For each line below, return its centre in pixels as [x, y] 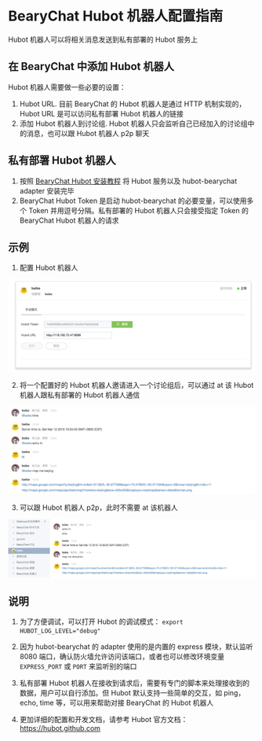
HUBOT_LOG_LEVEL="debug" [60, 631]
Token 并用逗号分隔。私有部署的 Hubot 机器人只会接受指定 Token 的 [138, 210]
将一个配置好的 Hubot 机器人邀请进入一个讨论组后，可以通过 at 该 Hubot [136, 385]
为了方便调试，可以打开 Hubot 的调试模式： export [101, 621]
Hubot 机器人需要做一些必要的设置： [67, 87]
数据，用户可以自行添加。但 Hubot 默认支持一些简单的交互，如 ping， [132, 693]
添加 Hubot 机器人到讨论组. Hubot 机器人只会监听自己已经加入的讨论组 [134, 124]
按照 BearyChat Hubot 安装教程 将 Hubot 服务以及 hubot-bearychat [128, 181]
